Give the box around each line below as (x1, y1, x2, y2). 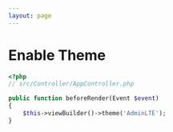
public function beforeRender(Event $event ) (8, 94, 159, 102)
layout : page (8, 11, 52, 20)
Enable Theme (8, 46, 107, 64)
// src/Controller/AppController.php (8, 80, 135, 88)
